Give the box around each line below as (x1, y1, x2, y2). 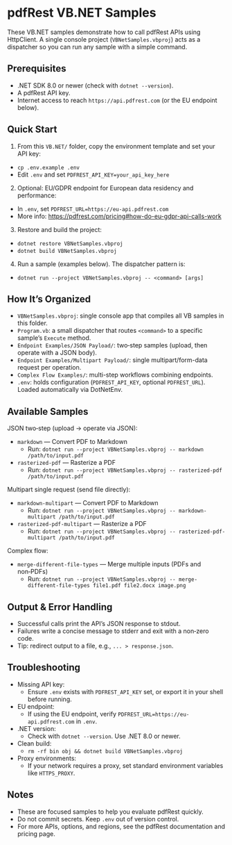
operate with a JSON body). (17, 349, 97, 357)
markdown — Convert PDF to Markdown (17, 438, 128, 446)
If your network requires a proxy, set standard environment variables (27, 761, 224, 769)
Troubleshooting (7, 662, 81, 673)
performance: (17, 191, 57, 199)
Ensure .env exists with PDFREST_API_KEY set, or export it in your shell (27, 687, 224, 696)
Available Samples (7, 405, 89, 418)
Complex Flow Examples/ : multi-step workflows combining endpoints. (17, 370, 213, 379)
